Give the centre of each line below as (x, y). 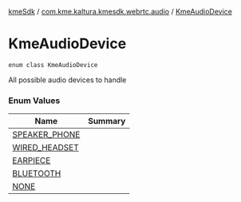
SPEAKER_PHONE (46, 135)
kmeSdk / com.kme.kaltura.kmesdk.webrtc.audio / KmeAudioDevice (120, 12)
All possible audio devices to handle (67, 80)
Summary (107, 121)
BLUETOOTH (37, 173)
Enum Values (34, 101)
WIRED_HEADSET (46, 148)
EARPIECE (32, 160)
